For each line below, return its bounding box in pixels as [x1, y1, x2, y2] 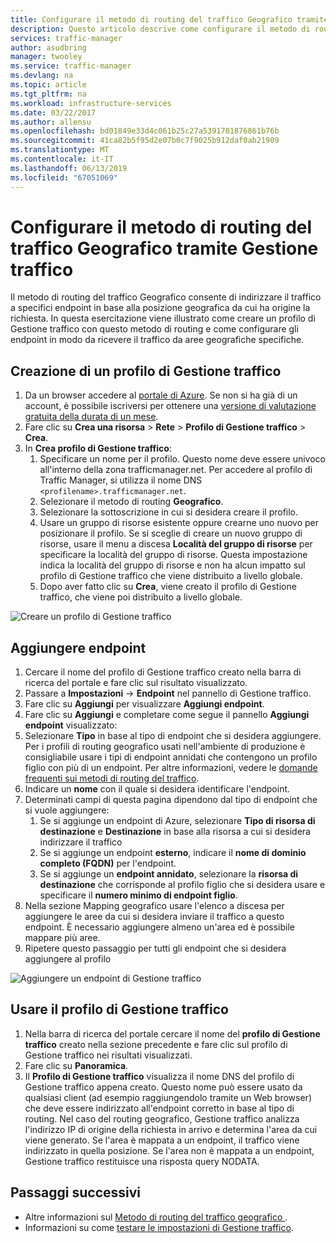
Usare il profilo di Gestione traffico [10, 1001, 229, 1018]
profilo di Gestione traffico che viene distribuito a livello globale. [39, 570, 303, 582]
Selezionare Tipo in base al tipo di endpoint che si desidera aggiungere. [24, 730, 322, 742]
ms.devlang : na [10, 71, 74, 81]
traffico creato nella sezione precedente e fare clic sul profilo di [24, 1038, 288, 1050]
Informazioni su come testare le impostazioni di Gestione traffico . [24, 1221, 294, 1233]
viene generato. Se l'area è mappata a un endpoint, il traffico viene [24, 1134, 300, 1146]
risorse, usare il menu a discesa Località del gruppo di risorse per [39, 538, 313, 550]
